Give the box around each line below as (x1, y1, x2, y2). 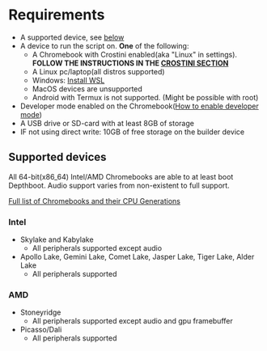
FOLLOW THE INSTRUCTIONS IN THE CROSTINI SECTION (32, 58, 229, 68)
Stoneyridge (19, 307, 61, 317)
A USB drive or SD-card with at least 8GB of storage (19, 118, 194, 128)
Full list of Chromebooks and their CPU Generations (8, 196, 180, 205)
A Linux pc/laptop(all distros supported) (32, 66, 165, 76)
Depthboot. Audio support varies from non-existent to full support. (8, 180, 231, 190)
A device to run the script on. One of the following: (19, 40, 189, 50)
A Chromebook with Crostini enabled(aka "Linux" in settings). (32, 49, 237, 59)
